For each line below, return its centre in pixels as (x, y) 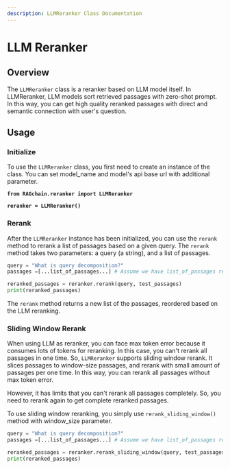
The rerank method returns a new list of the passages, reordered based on (112, 304)
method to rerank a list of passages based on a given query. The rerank (108, 245)
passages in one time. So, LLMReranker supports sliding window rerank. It (110, 358)
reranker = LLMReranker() (44, 206)
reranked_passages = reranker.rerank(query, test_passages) (95, 284)
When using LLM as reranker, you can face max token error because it (106, 344)
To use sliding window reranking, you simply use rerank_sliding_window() (112, 414)
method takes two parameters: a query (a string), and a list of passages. (109, 253)
